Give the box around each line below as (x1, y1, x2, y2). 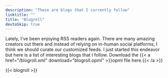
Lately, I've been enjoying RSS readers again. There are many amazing (5, 36, 155, 42)
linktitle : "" (5, 12, 36, 17)
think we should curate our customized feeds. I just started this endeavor (5, 46, 160, 53)
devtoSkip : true (5, 21, 40, 27)
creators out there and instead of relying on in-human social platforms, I (5, 41, 158, 47)
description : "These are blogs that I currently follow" (5, 7, 130, 13)
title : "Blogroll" (5, 17, 45, 22)
